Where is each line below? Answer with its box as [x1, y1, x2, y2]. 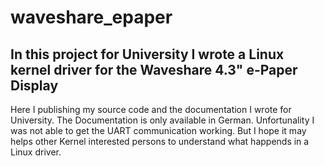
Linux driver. [10, 146, 62, 158]
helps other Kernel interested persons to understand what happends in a [10, 136, 310, 147]
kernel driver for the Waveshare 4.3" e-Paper [10, 61, 298, 78]
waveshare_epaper [10, 6, 173, 29]
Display [10, 77, 59, 94]
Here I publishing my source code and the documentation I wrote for [10, 104, 292, 115]
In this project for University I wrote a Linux [10, 46, 285, 63]
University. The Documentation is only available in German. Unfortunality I [10, 114, 315, 126]
